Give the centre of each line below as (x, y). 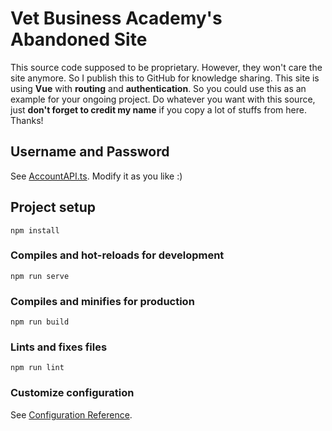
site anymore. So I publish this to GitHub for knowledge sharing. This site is (165, 78)
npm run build (40, 322)
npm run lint (37, 368)
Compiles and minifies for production (102, 301)
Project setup (53, 207)
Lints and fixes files (59, 347)
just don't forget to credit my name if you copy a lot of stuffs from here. (158, 109)
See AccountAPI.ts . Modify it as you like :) (96, 176)
